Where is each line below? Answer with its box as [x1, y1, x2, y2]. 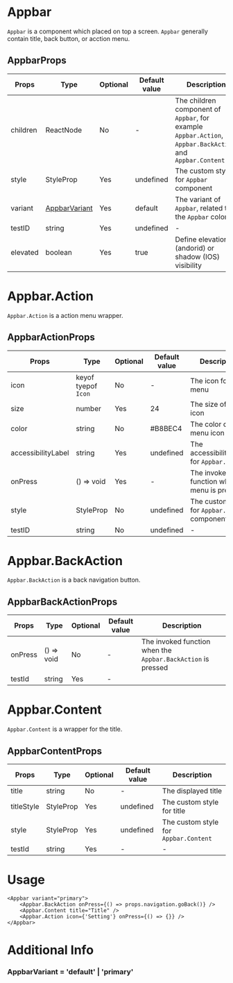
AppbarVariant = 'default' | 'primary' [7, 967, 134, 977]
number [76, 403, 102, 413]
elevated [10, 247, 40, 257]
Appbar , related [175, 203, 223, 212]
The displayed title [162, 786, 223, 796]
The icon [190, 376, 219, 385]
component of [175, 104, 221, 114]
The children [175, 95, 216, 105]
